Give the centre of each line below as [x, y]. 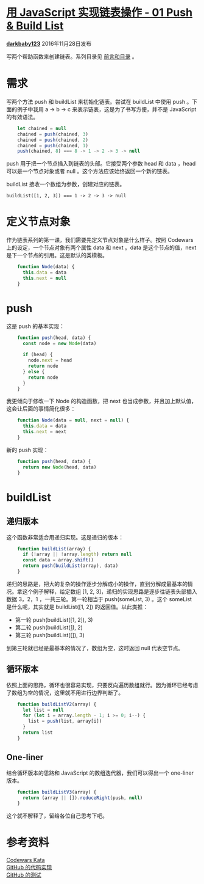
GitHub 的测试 [24, 875]
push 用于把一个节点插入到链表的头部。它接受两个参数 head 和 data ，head [101, 164]
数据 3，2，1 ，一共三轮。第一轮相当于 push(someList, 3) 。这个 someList [99, 599]
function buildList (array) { [54, 549]
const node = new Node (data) [59, 343]
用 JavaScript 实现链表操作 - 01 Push [100, 13]
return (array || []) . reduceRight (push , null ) [83, 798]
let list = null [43, 710]
